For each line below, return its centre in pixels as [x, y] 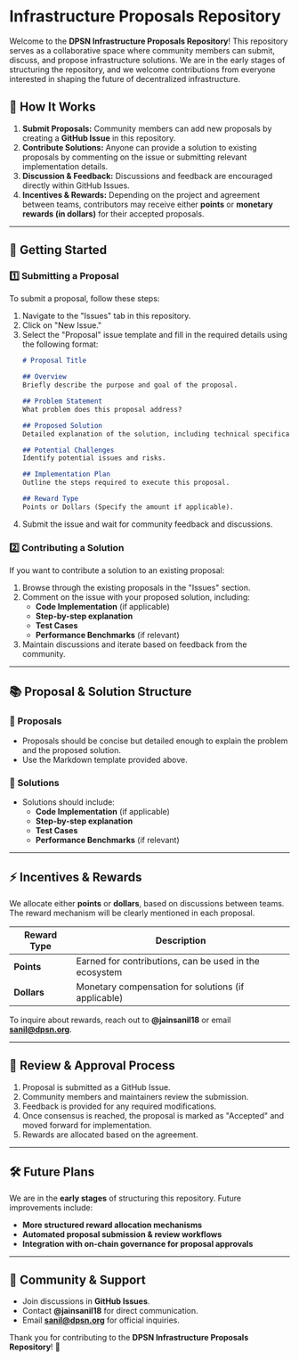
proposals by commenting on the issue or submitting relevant [134, 157]
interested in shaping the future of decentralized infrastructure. [125, 78]
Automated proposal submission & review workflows [122, 1234]
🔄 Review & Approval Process [92, 1066]
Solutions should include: [69, 802]
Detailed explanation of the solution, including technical [136, 434]
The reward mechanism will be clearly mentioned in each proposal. [132, 913]
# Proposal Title [54, 361]
